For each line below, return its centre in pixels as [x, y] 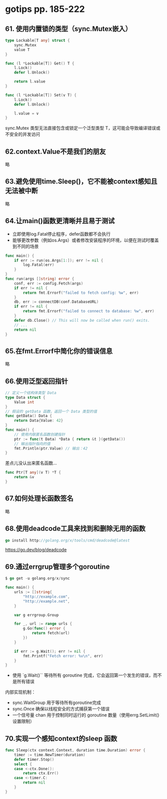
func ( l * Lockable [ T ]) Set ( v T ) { [41, 95]
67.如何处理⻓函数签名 [39, 498]
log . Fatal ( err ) [39, 265]
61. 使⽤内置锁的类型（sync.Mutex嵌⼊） [69, 29]
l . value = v [26, 113]
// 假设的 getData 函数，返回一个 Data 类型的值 [51, 411]
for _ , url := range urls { [43, 624]
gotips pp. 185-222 [45, 9]
